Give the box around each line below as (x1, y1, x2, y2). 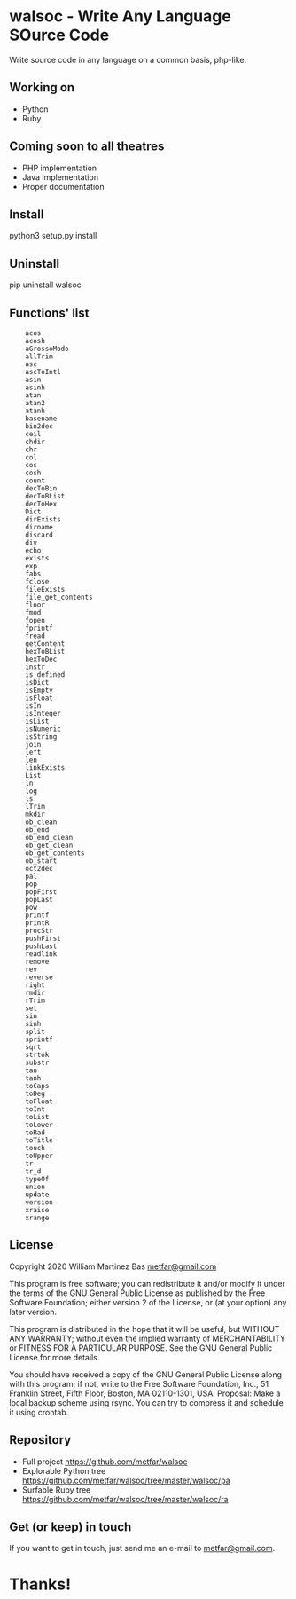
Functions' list (9, 305, 90, 320)
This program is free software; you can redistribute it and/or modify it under (9, 1278, 286, 1289)
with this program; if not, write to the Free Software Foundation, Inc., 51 (9, 1378, 269, 1389)
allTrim (25, 352, 53, 361)
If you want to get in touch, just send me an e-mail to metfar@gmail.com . (9, 1543, 276, 1554)
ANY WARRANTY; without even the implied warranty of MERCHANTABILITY (9, 1333, 286, 1344)
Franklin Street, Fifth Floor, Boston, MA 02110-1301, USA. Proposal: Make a (9, 1388, 281, 1399)
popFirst (25, 888, 58, 897)
